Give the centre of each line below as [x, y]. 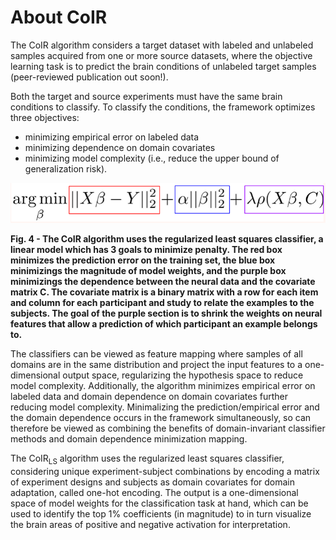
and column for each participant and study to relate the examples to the [162, 303]
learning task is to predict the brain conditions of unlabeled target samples [163, 66]
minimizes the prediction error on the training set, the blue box [143, 260]
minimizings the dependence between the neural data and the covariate [163, 282]
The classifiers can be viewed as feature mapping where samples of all [156, 354]
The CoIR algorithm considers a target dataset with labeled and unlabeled [162, 45]
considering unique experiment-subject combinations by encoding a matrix [165, 471]
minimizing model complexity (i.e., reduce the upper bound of [152, 158]
